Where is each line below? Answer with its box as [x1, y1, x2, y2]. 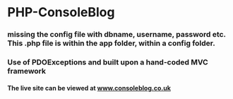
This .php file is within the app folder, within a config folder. [7, 38, 215, 48]
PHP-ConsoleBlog [7, 4, 115, 21]
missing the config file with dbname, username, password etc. [7, 30, 226, 40]
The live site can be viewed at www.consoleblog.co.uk [7, 83, 172, 92]
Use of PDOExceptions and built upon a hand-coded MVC [7, 57, 208, 67]
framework [7, 66, 47, 76]
